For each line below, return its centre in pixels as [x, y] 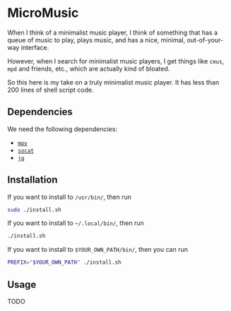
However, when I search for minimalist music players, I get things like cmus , [116, 61]
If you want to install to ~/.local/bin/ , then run [76, 223]
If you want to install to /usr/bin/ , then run [70, 197]
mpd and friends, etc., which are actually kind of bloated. [89, 68]
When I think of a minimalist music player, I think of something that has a [112, 32]
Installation [32, 180]
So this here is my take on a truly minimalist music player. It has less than [113, 82]
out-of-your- [205, 39]
